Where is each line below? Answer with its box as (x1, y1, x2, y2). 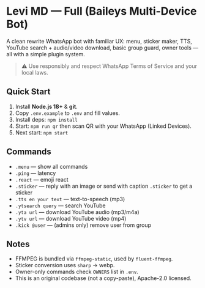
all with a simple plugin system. (6, 50, 86, 57)
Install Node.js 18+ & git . (15, 103, 78, 110)
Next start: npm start (15, 128, 69, 136)
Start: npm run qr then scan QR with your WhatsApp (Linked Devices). (15, 122, 192, 130)
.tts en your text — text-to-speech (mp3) (15, 195, 125, 202)
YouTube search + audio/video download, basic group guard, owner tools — (6, 44, 199, 51)
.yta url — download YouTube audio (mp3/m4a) (15, 208, 140, 215)
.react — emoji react (15, 175, 69, 183)
